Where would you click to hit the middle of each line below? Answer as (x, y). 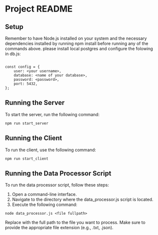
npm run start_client (27, 159)
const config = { (22, 67)
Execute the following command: (44, 205)
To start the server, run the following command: (52, 114)
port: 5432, (26, 84)
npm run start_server (27, 123)
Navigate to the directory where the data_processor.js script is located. (83, 200)
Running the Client (34, 138)
